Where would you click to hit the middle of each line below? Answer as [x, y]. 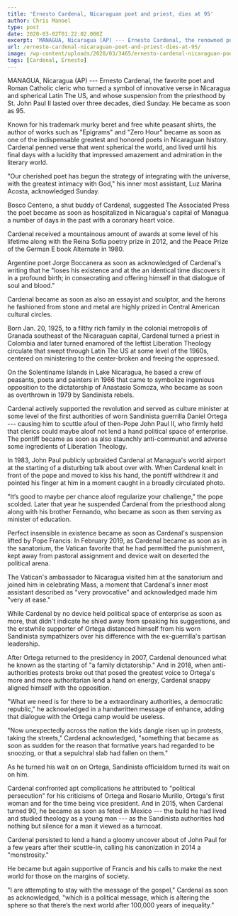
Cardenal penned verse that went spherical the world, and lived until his [112, 147]
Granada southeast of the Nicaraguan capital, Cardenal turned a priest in [113, 336]
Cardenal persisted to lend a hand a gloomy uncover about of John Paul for [117, 839]
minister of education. [39, 519]
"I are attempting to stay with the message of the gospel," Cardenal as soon [118, 890]
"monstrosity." [28, 855]
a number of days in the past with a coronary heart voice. [91, 220]
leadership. [24, 644]
